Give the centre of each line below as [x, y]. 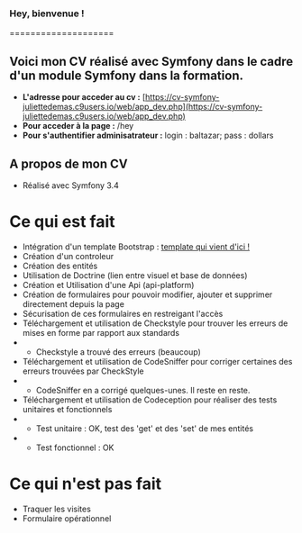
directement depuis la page [73, 303]
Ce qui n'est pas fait [86, 484]
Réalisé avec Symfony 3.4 [70, 185]
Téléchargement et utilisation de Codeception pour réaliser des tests [150, 400]
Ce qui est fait [62, 222]
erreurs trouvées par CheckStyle [83, 371]
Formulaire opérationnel [67, 518]
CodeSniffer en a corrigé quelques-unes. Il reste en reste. [143, 390]
